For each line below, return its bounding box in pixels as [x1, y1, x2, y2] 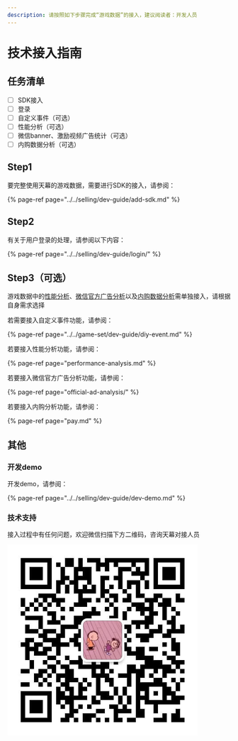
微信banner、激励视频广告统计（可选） [17, 131, 132, 140]
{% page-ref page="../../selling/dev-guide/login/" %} [7, 249, 161, 258]
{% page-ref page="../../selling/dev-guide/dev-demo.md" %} [7, 494, 186, 503]
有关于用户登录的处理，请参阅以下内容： [7, 235, 125, 244]
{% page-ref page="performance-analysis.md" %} [7, 359, 157, 368]
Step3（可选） [7, 272, 72, 284]
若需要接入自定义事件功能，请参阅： [7, 316, 113, 324]
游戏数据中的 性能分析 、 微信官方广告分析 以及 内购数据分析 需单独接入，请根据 [7, 292, 231, 301]
